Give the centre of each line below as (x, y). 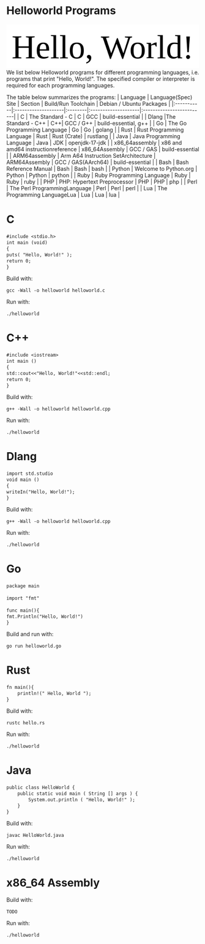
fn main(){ (20, 687)
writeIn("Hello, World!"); (41, 492)
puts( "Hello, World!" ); (39, 255)
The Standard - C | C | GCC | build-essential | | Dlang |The (102, 117)
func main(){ (23, 610)
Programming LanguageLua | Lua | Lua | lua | (63, 195)
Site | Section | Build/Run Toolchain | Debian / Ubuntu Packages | (88, 104)
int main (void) (27, 242)
